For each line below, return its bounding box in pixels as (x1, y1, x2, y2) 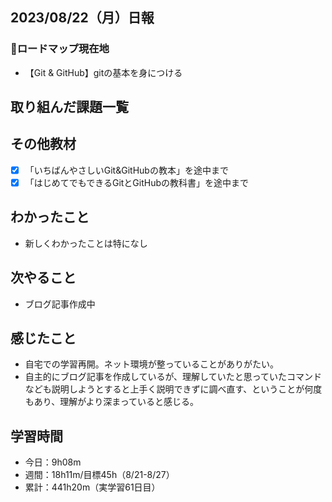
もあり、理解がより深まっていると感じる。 (24, 396, 199, 408)
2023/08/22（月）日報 (10, 9, 155, 27)
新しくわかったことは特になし (24, 237, 148, 249)
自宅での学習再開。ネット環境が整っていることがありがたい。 (24, 358, 280, 370)
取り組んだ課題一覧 (10, 99, 129, 116)
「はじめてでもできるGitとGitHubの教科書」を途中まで (24, 176, 250, 188)
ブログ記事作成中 (24, 298, 96, 310)
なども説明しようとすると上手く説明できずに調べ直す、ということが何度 (24, 383, 323, 395)
